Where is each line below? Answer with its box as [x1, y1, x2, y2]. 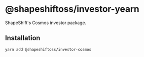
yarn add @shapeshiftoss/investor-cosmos [5, 47, 92, 52]
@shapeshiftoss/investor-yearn [5, 3, 140, 15]
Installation [5, 34, 40, 42]
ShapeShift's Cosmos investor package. [5, 20, 86, 26]
